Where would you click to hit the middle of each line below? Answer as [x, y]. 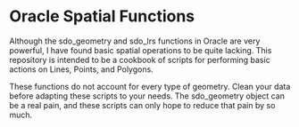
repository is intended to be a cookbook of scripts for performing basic [140, 60]
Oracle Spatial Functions [102, 16]
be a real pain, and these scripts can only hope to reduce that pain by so [142, 105]
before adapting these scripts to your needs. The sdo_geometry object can [147, 96]
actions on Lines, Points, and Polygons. [81, 69]
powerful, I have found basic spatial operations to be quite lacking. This [141, 50]
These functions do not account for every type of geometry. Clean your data [150, 86]
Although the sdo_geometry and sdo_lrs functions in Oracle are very [135, 41]
